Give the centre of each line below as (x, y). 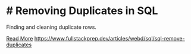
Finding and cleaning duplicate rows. (51, 27)
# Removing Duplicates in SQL (82, 11)
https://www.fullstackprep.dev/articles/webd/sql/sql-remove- (110, 38)
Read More (20, 38)
